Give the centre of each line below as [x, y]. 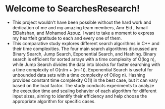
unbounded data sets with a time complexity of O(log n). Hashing [79, 75]
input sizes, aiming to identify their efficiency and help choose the [80, 96]
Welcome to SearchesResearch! [73, 9]
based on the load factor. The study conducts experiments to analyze [83, 85]
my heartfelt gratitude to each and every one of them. [67, 38]
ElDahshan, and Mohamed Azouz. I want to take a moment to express [83, 33]
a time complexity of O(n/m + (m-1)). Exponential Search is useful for [82, 69]
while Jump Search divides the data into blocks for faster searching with [86, 64]
